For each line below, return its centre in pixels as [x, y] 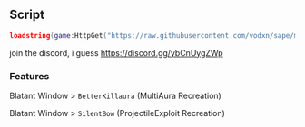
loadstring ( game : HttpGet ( [58, 35]
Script [27, 15]
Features [30, 76]
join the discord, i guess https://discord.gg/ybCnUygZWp [117, 52]
